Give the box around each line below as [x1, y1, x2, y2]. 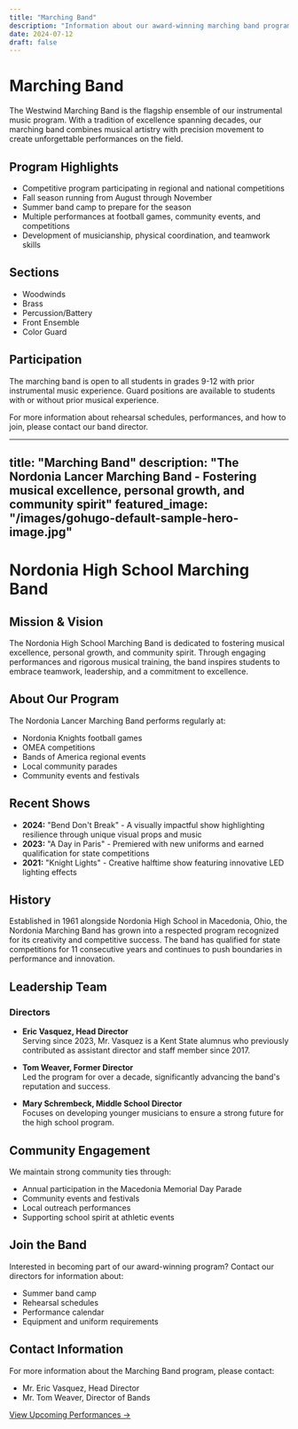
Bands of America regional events [21, 751, 146, 762]
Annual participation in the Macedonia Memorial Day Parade [21, 1183, 242, 1194]
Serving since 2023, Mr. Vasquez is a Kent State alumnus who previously [21, 1036, 289, 1046]
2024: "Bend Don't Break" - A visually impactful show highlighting [21, 819, 265, 830]
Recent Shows [9, 796, 90, 811]
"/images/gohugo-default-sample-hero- [9, 511, 239, 526]
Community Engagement [9, 1142, 151, 1158]
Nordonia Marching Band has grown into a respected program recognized [9, 925, 279, 936]
